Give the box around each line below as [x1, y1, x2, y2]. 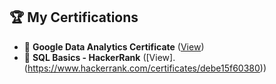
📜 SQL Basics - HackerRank [23, 51, 141, 63]
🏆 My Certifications [9, 9, 139, 26]
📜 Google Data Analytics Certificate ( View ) [23, 40, 205, 53]
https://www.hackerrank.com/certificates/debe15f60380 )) [27, 62, 267, 74]
